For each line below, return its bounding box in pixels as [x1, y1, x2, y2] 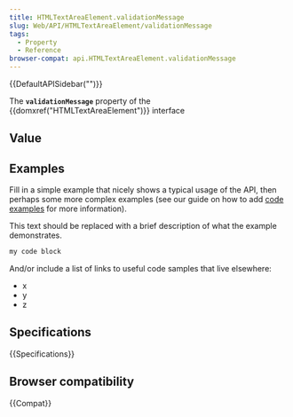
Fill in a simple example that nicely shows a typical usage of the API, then [9, 185, 277, 195]
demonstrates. [9, 230, 62, 240]
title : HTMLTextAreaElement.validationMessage [9, 12, 185, 22]
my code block [9, 248, 62, 256]
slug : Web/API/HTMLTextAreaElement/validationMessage [9, 21, 213, 30]
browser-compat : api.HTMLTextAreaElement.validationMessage [9, 54, 237, 63]
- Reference [17, 46, 62, 55]
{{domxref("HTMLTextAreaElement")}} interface [9, 106, 185, 115]
